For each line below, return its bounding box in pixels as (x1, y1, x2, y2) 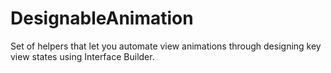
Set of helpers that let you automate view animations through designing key (10, 40, 322, 52)
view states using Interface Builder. (10, 50, 155, 62)
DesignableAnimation (10, 7, 194, 30)
